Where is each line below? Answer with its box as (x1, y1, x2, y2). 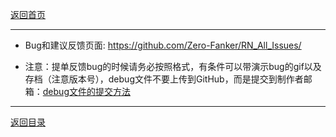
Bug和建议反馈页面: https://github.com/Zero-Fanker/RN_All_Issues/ (24, 39, 302, 51)
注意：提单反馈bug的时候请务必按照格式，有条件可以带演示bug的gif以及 (24, 61, 322, 72)
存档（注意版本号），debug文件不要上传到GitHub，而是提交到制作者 (24, 73, 304, 85)
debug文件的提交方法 (42, 86, 131, 97)
